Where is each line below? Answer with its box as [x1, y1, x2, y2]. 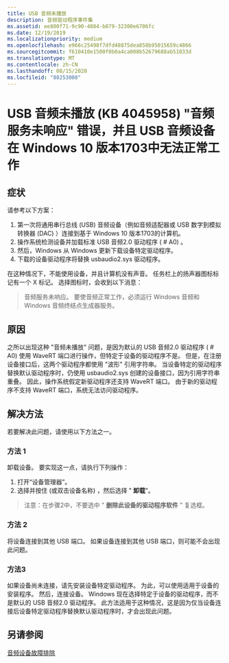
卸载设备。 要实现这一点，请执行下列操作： [7, 463, 129, 471]
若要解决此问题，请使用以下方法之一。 [7, 427, 115, 436]
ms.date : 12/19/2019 [7, 29, 67, 36]
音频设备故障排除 [7, 649, 56, 657]
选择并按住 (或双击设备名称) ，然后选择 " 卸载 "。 [16, 486, 154, 495]
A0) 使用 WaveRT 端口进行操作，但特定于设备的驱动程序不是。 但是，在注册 [7, 352, 221, 360]
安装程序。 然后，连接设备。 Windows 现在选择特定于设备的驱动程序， [7, 589, 207, 598]
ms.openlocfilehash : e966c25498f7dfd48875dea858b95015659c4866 [7, 42, 192, 49]
